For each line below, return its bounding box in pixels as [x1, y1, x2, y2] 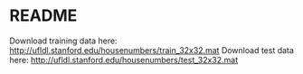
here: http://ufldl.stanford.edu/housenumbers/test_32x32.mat [9, 54, 239, 65]
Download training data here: [9, 35, 118, 46]
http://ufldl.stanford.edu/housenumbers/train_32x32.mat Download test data [9, 44, 294, 55]
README [9, 5, 78, 26]
